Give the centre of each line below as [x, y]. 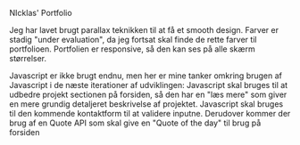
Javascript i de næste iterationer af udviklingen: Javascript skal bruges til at [149, 85]
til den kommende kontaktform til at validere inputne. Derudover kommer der [150, 113]
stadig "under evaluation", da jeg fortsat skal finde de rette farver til [133, 40]
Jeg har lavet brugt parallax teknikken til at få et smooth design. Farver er [144, 30]
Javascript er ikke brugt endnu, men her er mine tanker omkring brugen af [146, 76]
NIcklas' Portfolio [41, 13]
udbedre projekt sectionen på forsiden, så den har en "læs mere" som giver [148, 94]
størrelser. [28, 58]
